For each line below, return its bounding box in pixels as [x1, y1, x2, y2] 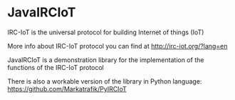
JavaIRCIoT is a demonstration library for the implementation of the [7, 55, 204, 64]
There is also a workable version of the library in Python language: [7, 76, 202, 86]
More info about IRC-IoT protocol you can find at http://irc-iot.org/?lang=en [7, 41, 228, 50]
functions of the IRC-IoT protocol [7, 63, 105, 71]
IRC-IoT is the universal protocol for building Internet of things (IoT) [7, 28, 204, 36]
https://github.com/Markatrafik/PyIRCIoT [7, 84, 127, 93]
